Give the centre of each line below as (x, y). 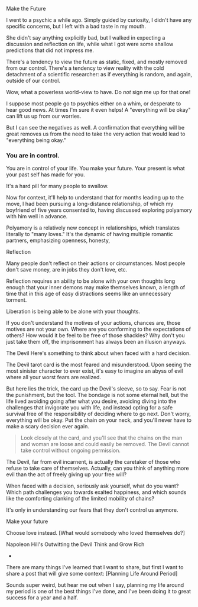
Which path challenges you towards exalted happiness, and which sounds (96, 492)
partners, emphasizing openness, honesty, (58, 240)
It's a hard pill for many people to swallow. (57, 186)
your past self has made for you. (46, 175)
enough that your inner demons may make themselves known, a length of (95, 288)
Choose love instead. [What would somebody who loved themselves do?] (95, 533)
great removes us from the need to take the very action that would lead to (96, 134)
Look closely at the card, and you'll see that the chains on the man (101, 438)
